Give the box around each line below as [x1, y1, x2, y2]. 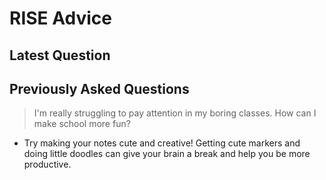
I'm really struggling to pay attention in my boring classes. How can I [33, 107, 317, 119]
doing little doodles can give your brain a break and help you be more [23, 148, 311, 160]
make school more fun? [33, 118, 131, 130]
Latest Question [9, 47, 111, 64]
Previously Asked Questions [9, 80, 190, 97]
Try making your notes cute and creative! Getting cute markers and [23, 137, 301, 149]
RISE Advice [9, 7, 112, 30]
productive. [23, 158, 72, 171]
